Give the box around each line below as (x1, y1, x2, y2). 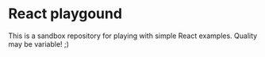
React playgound (8, 5, 123, 23)
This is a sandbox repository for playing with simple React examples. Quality (8, 31, 258, 40)
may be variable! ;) (8, 39, 70, 48)
